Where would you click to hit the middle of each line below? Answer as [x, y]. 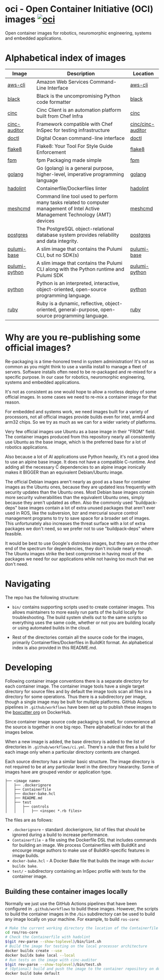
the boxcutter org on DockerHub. [38, 712]
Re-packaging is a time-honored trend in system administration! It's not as [80, 361]
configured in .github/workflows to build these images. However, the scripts [82, 908]
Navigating [28, 584]
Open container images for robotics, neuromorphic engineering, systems [78, 33]
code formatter [54, 102]
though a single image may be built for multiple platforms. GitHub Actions [79, 702]
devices [45, 220]
